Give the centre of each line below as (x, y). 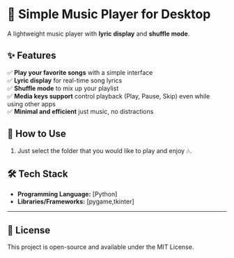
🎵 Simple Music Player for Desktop (109, 14)
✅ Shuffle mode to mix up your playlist (63, 88)
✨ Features (32, 56)
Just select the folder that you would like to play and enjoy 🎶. (104, 150)
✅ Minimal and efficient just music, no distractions (80, 111)
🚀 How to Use (37, 134)
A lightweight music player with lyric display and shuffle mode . (99, 34)
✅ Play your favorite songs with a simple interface (80, 72)
